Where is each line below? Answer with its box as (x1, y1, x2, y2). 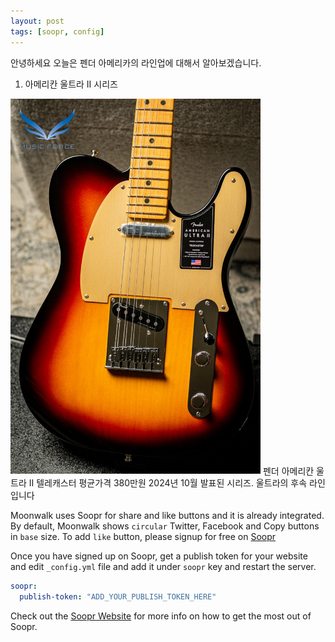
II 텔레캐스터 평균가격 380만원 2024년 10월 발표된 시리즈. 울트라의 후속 (28, 477, 308, 489)
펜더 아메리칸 (262, 465, 315, 477)
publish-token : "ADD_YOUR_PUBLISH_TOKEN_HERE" (19, 591, 217, 602)
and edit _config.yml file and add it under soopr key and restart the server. (10, 561, 317, 573)
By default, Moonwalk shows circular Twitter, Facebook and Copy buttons (10, 520, 320, 532)
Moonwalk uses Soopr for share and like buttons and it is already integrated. (10, 510, 325, 522)
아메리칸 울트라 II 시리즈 (24, 78, 118, 90)
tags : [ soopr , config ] (10, 26, 105, 37)
